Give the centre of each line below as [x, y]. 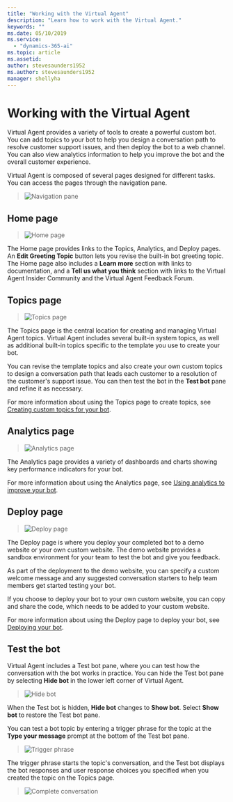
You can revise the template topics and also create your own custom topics [115, 366]
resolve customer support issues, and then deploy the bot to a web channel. [116, 147]
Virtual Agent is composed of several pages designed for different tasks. [111, 176]
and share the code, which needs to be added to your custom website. [109, 606]
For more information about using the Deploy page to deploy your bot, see [114, 620]
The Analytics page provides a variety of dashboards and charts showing [112, 462]
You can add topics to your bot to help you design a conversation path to [111, 139]
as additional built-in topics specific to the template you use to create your [114, 345]
